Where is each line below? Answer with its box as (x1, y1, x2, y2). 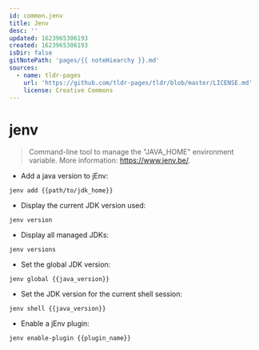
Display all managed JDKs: (20, 230, 110, 240)
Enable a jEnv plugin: (20, 319, 90, 328)
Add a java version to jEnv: (20, 171, 109, 181)
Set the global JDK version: (20, 259, 111, 269)
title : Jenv (9, 19, 49, 27)
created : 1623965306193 (9, 42, 89, 50)
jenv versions (9, 246, 57, 254)
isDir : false (9, 49, 53, 57)
